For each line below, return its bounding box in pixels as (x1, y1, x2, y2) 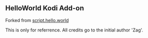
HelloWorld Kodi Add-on (5, 4, 84, 12)
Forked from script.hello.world (5, 17, 69, 23)
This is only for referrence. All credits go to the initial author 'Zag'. (5, 27, 143, 33)
